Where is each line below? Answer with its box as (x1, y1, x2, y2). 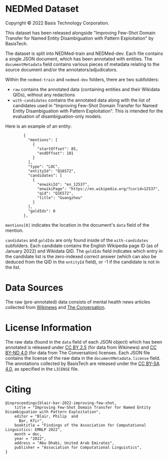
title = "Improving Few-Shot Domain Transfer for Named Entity (14, 405, 151, 410)
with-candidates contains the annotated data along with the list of (12, 97, 151, 103)
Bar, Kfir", (18, 418, 44, 423)
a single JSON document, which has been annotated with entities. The (5, 55, 152, 62)
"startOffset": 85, (37, 146, 79, 151)
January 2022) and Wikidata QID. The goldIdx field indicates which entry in (5, 248, 163, 254)
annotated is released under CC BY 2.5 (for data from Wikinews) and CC (5, 344, 157, 350)
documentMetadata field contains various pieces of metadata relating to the (5, 61, 160, 67)
